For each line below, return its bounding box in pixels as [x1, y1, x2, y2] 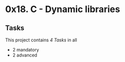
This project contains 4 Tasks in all [5, 37, 77, 43]
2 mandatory [12, 47, 39, 52]
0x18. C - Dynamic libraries [5, 4, 120, 15]
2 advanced [12, 52, 38, 58]
